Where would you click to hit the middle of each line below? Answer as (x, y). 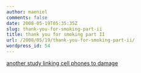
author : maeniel (27, 12)
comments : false (27, 18)
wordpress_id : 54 (28, 46)
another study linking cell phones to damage (62, 63)
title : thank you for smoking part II (56, 35)
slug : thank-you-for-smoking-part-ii (54, 29)
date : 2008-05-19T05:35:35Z (42, 23)
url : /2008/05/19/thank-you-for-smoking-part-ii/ (71, 40)
